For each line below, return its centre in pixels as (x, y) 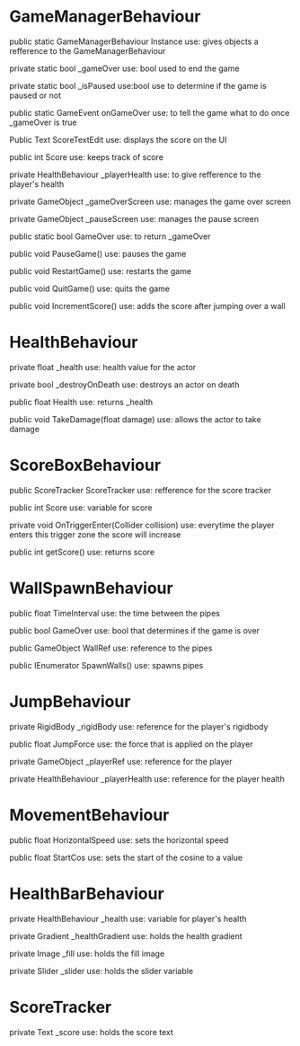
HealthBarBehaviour (87, 894)
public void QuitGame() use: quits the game (90, 288)
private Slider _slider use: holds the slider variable (101, 971)
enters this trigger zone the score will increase (95, 534)
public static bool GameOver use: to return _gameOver (110, 236)
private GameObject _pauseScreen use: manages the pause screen (134, 218)
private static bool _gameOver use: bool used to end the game (124, 68)
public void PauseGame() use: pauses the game (98, 253)
